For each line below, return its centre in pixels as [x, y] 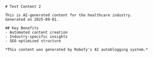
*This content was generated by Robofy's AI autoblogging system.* [76, 50]
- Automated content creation [37, 32]
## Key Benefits [22, 28]
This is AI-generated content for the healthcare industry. [69, 15]
